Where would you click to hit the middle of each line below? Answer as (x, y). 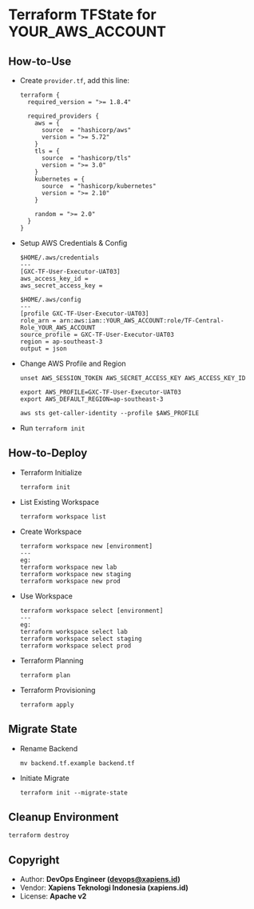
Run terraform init (52, 428)
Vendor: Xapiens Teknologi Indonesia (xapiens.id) (104, 888)
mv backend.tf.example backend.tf (77, 763)
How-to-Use (40, 61)
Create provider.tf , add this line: (75, 80)
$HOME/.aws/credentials (60, 258)
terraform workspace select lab (73, 631)
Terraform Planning (52, 660)
